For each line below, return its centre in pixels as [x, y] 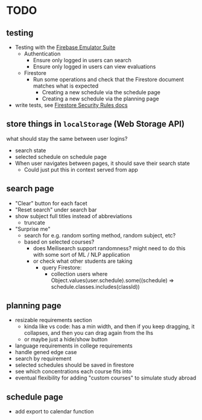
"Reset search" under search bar [56, 210]
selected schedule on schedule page [61, 157]
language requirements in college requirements [74, 346]
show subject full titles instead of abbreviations [74, 216]
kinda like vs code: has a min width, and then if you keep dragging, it [109, 326]
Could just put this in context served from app [81, 169]
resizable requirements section [53, 320]
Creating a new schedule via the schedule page [101, 92]
